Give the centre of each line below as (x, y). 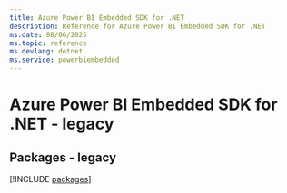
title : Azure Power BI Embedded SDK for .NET (97, 18)
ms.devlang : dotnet (46, 52)
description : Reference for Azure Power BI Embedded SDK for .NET (138, 26)
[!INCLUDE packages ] (50, 179)
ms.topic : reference (49, 43)
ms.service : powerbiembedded (64, 60)
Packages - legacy (63, 157)
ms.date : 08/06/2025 (49, 34)
